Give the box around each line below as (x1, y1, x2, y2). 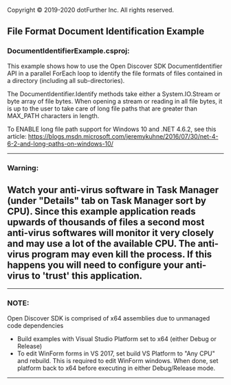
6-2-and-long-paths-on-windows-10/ (7, 139, 113, 148)
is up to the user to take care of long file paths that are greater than (7, 104, 197, 113)
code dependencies (7, 321, 64, 329)
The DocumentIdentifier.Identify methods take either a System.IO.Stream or (7, 89, 221, 98)
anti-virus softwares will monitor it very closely (7, 227, 214, 239)
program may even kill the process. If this (31, 248, 212, 260)
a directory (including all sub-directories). (7, 76, 125, 84)
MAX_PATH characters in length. (7, 111, 100, 119)
